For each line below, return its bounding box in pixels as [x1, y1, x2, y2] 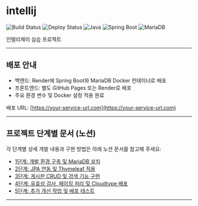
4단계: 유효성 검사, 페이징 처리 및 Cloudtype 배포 [14, 180, 128, 187]
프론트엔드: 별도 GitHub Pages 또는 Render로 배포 [14, 84, 131, 91]
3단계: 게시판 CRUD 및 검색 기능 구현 [14, 172, 100, 180]
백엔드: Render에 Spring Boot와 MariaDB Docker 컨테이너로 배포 [14, 77, 167, 84]
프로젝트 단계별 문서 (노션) [6, 128, 96, 139]
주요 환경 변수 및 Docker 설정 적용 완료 [14, 91, 105, 98]
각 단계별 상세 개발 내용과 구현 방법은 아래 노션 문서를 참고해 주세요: [6, 145, 161, 152]
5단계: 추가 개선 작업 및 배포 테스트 [14, 187, 95, 194]
